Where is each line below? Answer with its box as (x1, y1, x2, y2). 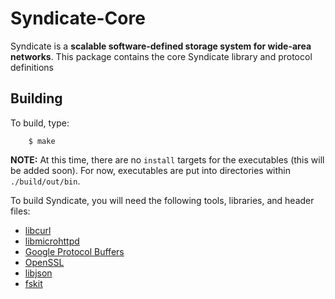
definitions (10, 61, 54, 73)
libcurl (24, 224, 52, 236)
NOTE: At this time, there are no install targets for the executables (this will (10, 153, 325, 166)
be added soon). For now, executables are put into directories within (10, 164, 292, 176)
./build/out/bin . (10, 175, 81, 187)
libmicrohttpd (24, 235, 80, 247)
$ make (28, 136, 56, 146)
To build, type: (10, 117, 70, 129)
